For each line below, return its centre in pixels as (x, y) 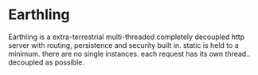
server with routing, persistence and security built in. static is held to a (123, 45)
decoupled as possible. (47, 62)
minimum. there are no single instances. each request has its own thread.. (129, 53)
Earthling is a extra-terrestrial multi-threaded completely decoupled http (127, 37)
